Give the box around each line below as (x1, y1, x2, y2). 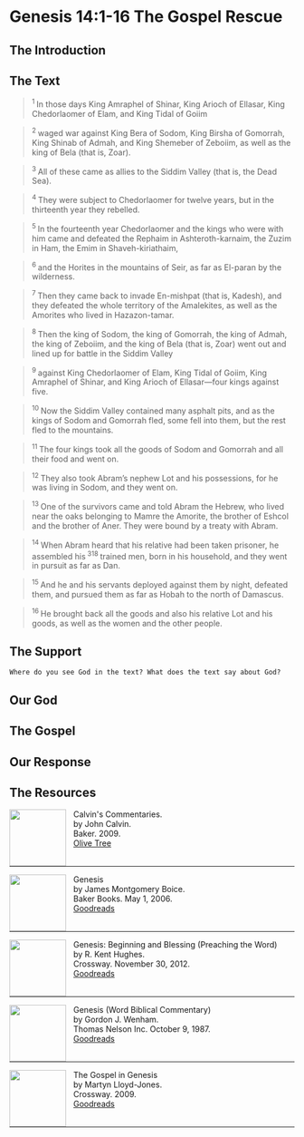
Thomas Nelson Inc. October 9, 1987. (73, 1024, 211, 1035)
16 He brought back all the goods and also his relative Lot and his (31, 606, 273, 618)
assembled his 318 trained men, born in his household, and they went (31, 549, 288, 561)
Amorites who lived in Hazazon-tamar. (31, 309, 175, 320)
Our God (9, 692, 58, 708)
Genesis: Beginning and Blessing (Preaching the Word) (73, 939, 278, 950)
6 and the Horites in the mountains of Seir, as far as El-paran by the (31, 260, 282, 273)
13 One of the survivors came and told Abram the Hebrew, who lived (31, 500, 285, 511)
